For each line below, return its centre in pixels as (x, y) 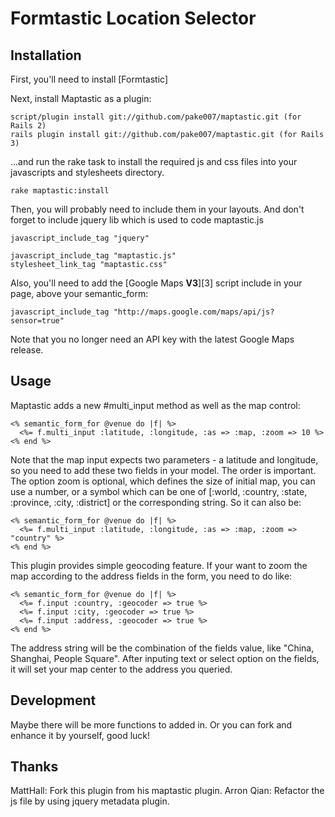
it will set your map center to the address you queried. (121, 669)
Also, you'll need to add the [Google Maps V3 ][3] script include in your (156, 283)
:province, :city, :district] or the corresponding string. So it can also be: (156, 502)
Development (53, 700)
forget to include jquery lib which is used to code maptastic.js (137, 220)
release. (27, 350)
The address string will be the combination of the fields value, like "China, (162, 648)
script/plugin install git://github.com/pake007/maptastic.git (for (156, 117)
